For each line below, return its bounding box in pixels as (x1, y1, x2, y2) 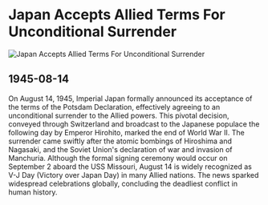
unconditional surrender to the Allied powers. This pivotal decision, (8, 111, 229, 120)
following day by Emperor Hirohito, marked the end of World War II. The (8, 127, 245, 137)
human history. (8, 187, 58, 197)
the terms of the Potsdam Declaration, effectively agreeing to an (8, 102, 221, 111)
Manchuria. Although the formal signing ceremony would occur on (8, 153, 228, 163)
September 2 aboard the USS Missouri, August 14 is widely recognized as (8, 162, 253, 171)
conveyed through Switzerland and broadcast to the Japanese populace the (8, 119, 260, 129)
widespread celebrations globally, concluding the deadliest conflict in (8, 179, 238, 188)
